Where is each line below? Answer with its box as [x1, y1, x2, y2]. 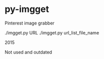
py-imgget [4, 3, 49, 15]
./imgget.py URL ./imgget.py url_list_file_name [4, 29, 99, 35]
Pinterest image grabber [4, 20, 54, 26]
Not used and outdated [4, 49, 52, 55]
